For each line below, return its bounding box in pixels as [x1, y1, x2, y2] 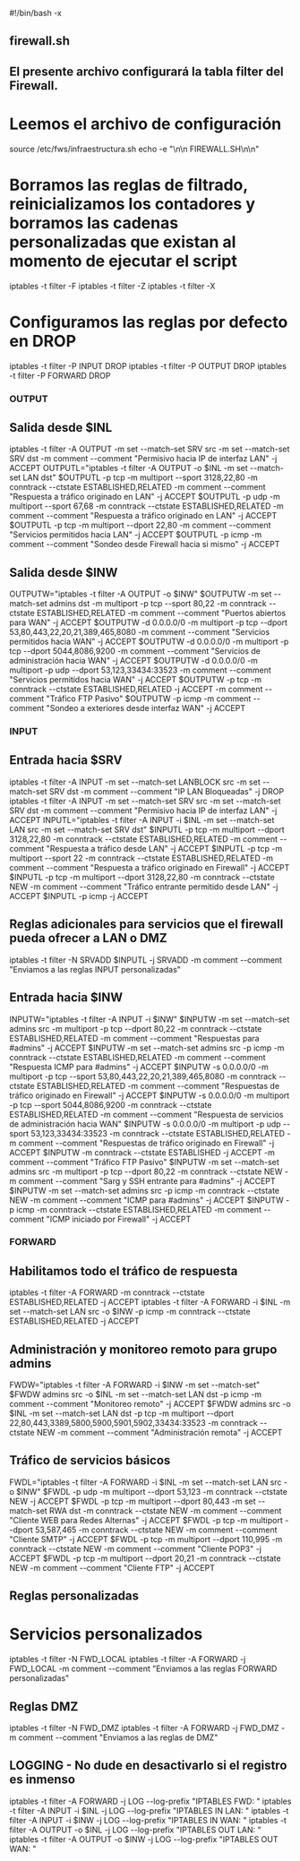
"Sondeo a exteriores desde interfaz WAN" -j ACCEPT [46, 703, 246, 714]
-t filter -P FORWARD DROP [9, 370, 111, 381]
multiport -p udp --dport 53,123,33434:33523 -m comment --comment [9, 665, 271, 675]
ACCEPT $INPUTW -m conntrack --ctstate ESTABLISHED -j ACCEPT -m [9, 1146, 276, 1158]
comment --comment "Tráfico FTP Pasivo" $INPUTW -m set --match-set [9, 1156, 279, 1167]
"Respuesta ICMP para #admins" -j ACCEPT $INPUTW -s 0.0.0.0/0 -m [9, 1061, 269, 1072]
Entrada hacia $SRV [9, 752, 123, 768]
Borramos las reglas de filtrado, [9, 175, 248, 195]
